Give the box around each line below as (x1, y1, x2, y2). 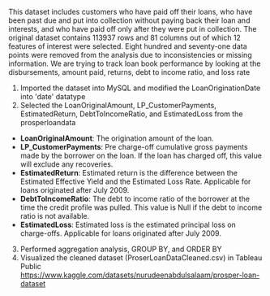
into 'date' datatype (19, 92, 86, 101)
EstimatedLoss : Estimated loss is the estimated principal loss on (19, 220, 237, 229)
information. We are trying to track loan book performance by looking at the (8, 59, 261, 68)
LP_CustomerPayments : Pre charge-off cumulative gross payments (19, 142, 249, 151)
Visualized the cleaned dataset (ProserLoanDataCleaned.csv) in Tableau (19, 253, 263, 263)
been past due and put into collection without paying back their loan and (8, 15, 251, 25)
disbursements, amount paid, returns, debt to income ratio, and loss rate (8, 67, 251, 76)
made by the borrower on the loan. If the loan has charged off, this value (19, 150, 262, 160)
